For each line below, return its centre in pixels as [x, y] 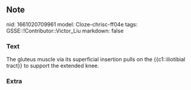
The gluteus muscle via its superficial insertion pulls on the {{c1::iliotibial [96, 59]
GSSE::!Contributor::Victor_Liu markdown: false [65, 31]
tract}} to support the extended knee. [53, 66]
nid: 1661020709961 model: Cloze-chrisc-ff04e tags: [72, 24]
